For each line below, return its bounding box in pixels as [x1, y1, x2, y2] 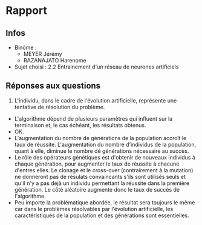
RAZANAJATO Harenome [23, 57, 86, 64]
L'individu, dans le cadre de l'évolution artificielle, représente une [14, 96, 177, 104]
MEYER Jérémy [23, 50, 62, 58]
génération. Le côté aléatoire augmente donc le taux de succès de [14, 186, 180, 193]
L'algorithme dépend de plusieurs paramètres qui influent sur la [14, 115, 173, 122]
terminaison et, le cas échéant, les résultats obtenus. [14, 121, 146, 129]
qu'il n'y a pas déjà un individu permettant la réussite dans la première [14, 180, 190, 187]
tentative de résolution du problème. [14, 103, 105, 110]
